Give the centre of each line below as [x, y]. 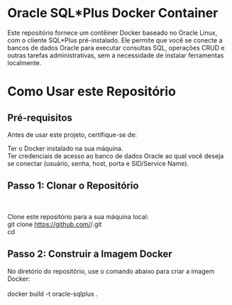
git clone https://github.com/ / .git [55, 224]
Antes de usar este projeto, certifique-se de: [72, 134]
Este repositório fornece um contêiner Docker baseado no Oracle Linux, [112, 33]
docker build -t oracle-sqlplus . [53, 294]
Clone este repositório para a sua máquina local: [78, 216]
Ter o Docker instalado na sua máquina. [65, 148]
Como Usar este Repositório [92, 92]
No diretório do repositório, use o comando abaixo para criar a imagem [111, 271]
